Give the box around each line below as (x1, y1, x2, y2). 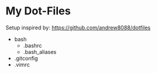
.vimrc (14, 61, 30, 68)
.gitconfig (14, 54, 38, 62)
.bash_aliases (23, 48, 57, 55)
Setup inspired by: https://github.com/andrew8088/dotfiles (5, 24, 151, 31)
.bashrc (23, 42, 42, 49)
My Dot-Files (5, 4, 71, 18)
